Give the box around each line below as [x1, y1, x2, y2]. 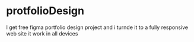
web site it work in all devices [6, 30, 78, 37]
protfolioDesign [6, 4, 85, 18]
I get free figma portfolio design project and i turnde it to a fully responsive [6, 24, 189, 31]
